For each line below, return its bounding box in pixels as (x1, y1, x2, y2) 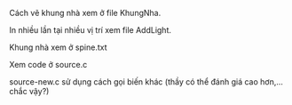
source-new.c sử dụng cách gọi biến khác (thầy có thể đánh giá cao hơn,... (9, 77, 284, 87)
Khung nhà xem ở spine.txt (9, 42, 107, 52)
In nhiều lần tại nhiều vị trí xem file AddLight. (9, 25, 171, 35)
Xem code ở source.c (9, 60, 88, 69)
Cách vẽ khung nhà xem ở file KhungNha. (9, 8, 162, 18)
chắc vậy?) (9, 86, 50, 96)
